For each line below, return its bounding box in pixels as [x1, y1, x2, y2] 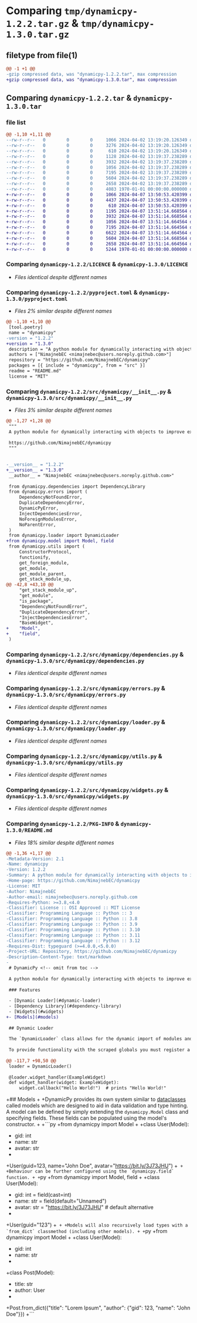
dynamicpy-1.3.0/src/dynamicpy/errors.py [6, 691, 126, 699]
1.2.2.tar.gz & [6, 16, 79, 30]
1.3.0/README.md [6, 827, 53, 834]
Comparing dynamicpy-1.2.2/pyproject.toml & [6, 288, 138, 296]
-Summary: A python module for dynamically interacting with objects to [6, 872, 188, 878]
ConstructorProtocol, [19, 549, 72, 555]
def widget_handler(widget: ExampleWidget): [8, 1080, 119, 1086]
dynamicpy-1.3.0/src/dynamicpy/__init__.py [6, 395, 133, 401]
